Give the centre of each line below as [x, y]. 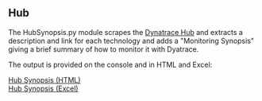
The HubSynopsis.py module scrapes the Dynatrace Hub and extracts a [126, 32]
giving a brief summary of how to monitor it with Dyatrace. [104, 49]
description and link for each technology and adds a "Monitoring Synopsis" [131, 41]
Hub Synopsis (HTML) [44, 80]
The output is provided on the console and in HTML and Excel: [110, 64]
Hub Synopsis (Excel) [43, 88]
